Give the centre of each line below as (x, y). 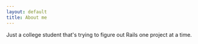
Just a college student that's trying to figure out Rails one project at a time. (99, 34)
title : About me (27, 17)
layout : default (27, 12)
